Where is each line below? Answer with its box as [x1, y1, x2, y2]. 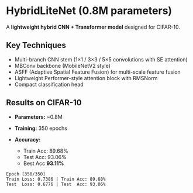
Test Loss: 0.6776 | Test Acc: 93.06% [6, 181, 106, 187]
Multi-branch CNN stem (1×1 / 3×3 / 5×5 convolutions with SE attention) [14, 56, 188, 63]
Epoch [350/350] [6, 171, 46, 177]
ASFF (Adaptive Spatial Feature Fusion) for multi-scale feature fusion [14, 68, 181, 75]
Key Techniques [6, 40, 66, 50]
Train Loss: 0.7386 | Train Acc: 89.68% [6, 176, 106, 182]
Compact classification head [14, 81, 84, 88]
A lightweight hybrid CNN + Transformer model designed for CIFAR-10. [6, 23, 180, 30]
